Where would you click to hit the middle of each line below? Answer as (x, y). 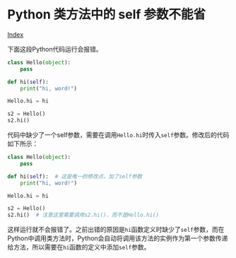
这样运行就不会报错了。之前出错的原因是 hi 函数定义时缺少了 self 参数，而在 (116, 230)
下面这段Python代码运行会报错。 (55, 49)
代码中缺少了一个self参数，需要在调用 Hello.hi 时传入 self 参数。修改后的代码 (118, 135)
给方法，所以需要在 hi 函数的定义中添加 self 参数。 (79, 247)
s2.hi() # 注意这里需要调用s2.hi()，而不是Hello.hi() (83, 215)
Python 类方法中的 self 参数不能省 (107, 14)
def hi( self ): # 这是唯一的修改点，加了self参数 (75, 176)
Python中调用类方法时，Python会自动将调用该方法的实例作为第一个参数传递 (118, 238)
